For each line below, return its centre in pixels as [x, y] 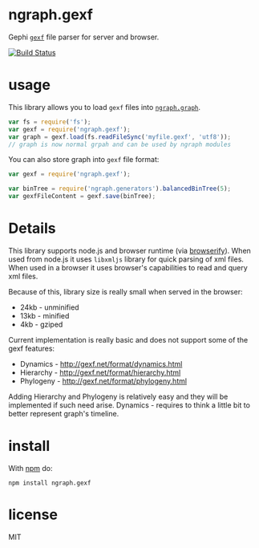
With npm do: [31, 468]
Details [32, 228]
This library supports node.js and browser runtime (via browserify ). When [129, 250]
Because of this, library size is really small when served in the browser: [125, 291]
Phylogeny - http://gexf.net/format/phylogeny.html [103, 381]
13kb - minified [45, 315]
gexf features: [31, 348]
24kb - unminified [49, 307]
